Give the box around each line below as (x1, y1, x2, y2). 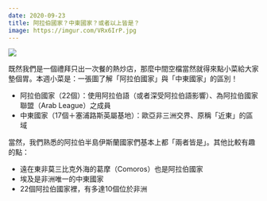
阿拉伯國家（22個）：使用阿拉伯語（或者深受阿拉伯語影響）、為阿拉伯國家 (19, 91, 258, 100)
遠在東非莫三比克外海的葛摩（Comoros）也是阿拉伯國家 (19, 164, 203, 174)
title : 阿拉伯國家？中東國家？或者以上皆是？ (8, 19, 141, 27)
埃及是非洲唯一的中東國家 (19, 174, 104, 184)
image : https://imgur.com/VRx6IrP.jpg (8, 26, 137, 34)
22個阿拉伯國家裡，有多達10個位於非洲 (19, 184, 148, 194)
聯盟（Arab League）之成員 (19, 101, 111, 110)
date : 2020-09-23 (8, 11, 66, 20)
